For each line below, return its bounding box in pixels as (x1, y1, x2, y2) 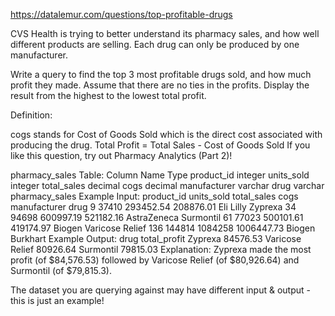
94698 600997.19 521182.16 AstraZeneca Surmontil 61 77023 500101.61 (10, 212, 304, 223)
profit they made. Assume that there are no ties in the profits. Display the (10, 79, 310, 91)
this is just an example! (10, 295, 105, 306)
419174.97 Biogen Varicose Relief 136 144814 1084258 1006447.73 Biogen (10, 222, 316, 234)
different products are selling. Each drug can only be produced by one (10, 39, 300, 50)
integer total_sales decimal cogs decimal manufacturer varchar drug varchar (10, 180, 325, 191)
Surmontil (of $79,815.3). (10, 265, 112, 276)
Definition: (10, 109, 53, 121)
